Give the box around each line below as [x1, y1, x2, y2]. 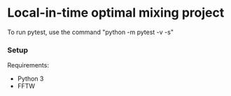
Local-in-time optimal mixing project [7, 5, 225, 21]
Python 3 [17, 74, 44, 83]
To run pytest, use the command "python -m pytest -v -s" [7, 28, 174, 36]
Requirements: [7, 61, 49, 70]
